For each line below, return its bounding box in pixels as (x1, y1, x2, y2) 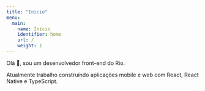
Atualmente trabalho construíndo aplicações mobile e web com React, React (6, 71, 199, 78)
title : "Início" (6, 8, 48, 15)
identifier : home (17, 32, 62, 38)
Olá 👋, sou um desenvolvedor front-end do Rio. (6, 59, 125, 67)
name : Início (17, 25, 51, 32)
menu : (6, 15, 20, 21)
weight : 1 (17, 43, 43, 49)
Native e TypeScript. (6, 77, 58, 85)
